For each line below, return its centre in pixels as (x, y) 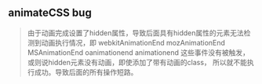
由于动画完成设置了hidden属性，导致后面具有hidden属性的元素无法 (136, 33)
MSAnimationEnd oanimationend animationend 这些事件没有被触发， (138, 52)
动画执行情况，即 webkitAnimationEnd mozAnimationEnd (133, 42)
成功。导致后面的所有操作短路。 (86, 72)
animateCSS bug (50, 13)
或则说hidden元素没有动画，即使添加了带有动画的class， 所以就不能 (137, 62)
